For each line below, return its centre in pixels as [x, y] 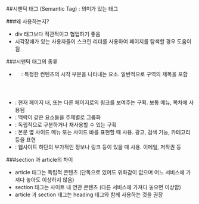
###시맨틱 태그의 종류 [32, 62]
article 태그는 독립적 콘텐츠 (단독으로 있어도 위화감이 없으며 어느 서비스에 [99, 172]
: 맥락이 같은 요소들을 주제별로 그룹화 [58, 117]
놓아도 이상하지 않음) [50, 180]
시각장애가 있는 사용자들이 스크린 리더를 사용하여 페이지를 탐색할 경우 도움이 [103, 41]
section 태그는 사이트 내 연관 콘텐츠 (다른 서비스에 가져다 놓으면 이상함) [98, 187]
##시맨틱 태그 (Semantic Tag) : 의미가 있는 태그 [62, 9]
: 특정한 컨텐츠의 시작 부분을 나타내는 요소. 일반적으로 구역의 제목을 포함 [105, 74]
